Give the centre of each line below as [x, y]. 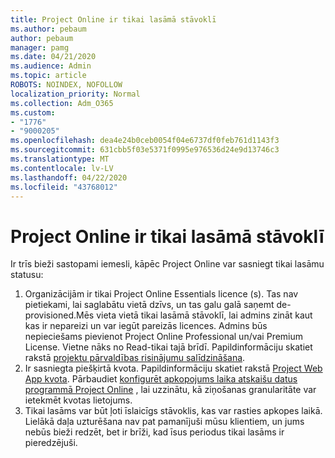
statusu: [27, 275]
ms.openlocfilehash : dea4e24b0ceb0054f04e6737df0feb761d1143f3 [145, 141]
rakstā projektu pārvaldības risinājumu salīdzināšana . [135, 358]
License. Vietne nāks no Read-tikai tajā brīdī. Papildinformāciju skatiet [168, 347]
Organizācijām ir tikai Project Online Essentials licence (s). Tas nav [161, 294]
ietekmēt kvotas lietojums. [78, 400]
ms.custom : [33, 112]
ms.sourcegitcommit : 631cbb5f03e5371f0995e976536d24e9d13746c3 [145, 150]
